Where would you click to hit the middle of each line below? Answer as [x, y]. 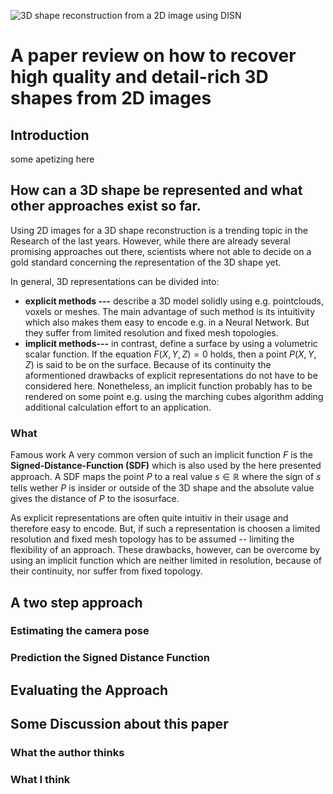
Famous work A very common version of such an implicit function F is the [161, 455]
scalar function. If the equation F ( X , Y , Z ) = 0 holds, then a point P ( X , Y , [170, 354]
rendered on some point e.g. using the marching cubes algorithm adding [174, 396]
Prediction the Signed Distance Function [110, 658]
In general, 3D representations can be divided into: [115, 281]
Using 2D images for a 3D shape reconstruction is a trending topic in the [159, 230]
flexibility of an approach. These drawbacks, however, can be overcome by [165, 550]
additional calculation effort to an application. [118, 407]
